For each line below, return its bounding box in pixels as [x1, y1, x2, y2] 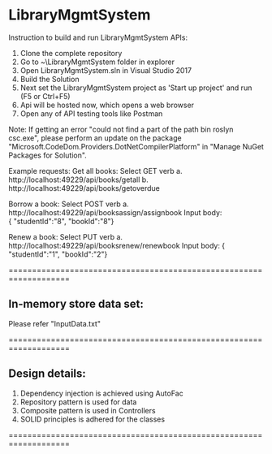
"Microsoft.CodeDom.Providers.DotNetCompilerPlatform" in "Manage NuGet [8, 141, 264, 151]
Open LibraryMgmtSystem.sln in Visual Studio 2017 [19, 65, 192, 75]
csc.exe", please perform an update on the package [8, 132, 182, 143]
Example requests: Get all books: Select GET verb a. [8, 166, 183, 175]
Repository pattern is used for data [19, 396, 137, 407]
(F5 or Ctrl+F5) [19, 91, 71, 101]
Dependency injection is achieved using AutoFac [19, 388, 184, 398]
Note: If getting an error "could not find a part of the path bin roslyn [8, 124, 234, 134]
